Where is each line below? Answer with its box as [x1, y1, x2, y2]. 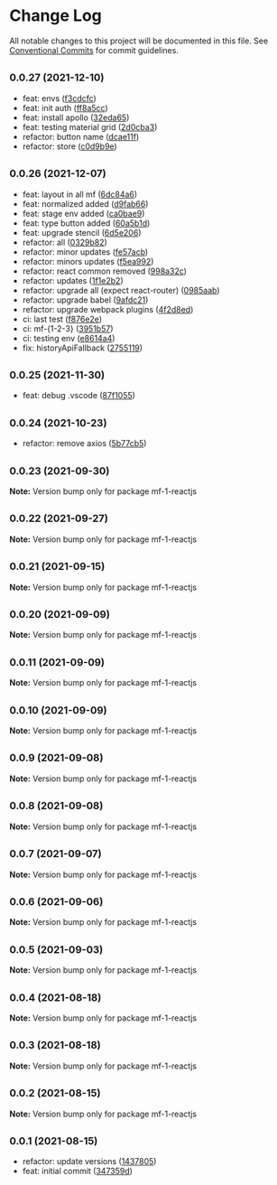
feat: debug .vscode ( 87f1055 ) [22, 390, 135, 401]
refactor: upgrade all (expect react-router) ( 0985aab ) [22, 285, 220, 295]
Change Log [9, 5, 102, 26]
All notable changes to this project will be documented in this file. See [9, 35, 269, 46]
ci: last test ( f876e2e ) [22, 313, 102, 324]
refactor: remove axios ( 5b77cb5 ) [22, 438, 147, 449]
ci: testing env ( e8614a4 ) [22, 332, 115, 343]
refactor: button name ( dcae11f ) [22, 131, 140, 142]
